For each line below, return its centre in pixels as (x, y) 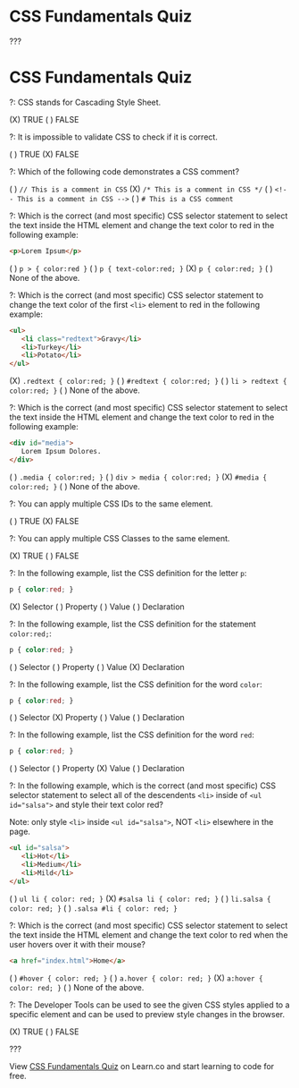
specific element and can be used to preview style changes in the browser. (147, 1014)
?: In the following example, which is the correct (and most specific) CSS (143, 786)
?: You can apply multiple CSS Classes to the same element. (120, 538)
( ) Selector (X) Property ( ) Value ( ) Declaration (97, 718)
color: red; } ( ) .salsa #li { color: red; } (94, 908)
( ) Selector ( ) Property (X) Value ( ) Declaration (97, 769)
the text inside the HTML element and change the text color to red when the (149, 935)
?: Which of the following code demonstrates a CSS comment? (124, 171)
